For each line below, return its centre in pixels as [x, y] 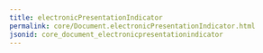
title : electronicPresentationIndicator [86, 18]
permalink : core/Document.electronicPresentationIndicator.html [132, 26]
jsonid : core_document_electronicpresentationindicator [116, 34]
